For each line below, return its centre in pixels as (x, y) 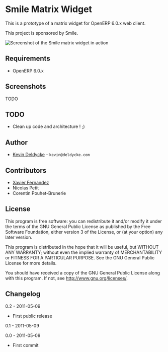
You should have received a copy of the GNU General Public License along (82, 272)
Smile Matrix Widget (49, 9)
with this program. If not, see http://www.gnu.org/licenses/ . (67, 278)
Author (16, 142)
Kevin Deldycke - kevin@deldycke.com (51, 155)
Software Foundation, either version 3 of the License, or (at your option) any (84, 232)
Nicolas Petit (26, 188)
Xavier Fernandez (31, 183)
